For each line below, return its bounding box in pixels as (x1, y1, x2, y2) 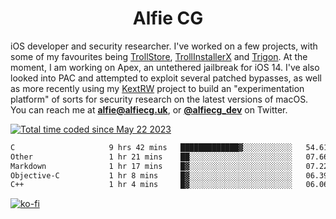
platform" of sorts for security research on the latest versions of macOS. (10, 93, 309, 105)
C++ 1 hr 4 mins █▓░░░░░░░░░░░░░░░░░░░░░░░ (10, 180, 293, 190)
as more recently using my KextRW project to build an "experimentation (10, 82, 305, 94)
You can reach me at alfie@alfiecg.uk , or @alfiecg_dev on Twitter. (10, 103, 288, 116)
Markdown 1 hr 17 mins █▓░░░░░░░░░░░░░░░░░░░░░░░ (10, 161, 293, 171)
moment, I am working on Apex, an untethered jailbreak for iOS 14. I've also (10, 61, 320, 73)
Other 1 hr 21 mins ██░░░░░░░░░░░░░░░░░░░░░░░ (10, 152, 293, 162)
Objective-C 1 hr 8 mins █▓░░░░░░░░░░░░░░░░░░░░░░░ (10, 170, 293, 181)
